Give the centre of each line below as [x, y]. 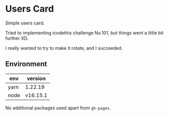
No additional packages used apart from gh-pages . [58, 108]
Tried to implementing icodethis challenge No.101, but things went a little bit [84, 33]
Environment [26, 64]
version [36, 78]
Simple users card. [25, 23]
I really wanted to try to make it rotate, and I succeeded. [64, 48]
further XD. [17, 38]
